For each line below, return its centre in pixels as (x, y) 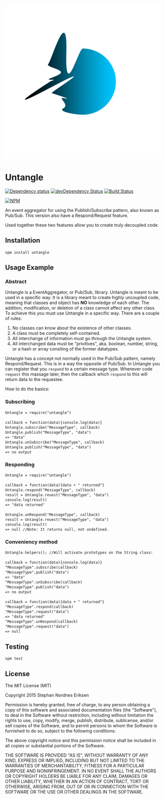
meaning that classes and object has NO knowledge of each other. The (77, 303)
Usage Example (30, 268)
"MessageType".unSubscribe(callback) (44, 582)
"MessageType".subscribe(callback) (42, 568)
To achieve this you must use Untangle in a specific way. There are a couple (82, 313)
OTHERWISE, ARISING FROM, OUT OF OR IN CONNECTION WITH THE (77, 786)
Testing (17, 646)
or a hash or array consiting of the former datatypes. (66, 349)
